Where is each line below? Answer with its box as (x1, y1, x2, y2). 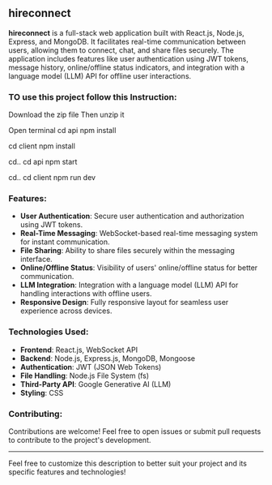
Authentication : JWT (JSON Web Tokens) (19, 362, 162, 371)
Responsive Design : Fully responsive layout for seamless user (19, 298, 229, 307)
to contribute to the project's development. (8, 436, 151, 444)
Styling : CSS (19, 388, 64, 397)
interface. (19, 255, 53, 264)
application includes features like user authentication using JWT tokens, (8, 54, 249, 63)
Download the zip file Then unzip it (8, 109, 125, 120)
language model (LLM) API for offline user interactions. (8, 71, 192, 80)
